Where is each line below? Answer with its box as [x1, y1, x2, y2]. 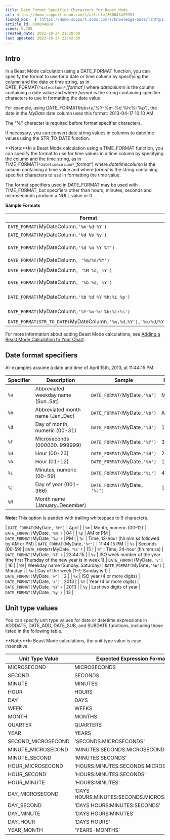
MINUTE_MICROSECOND [8, 746, 68, 753]
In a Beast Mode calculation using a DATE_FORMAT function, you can [5, 68, 150, 74]
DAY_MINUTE [8, 810, 40, 817]
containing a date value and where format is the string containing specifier [5, 89, 161, 95]
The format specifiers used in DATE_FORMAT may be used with [5, 181, 138, 188]
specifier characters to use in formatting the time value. [5, 172, 121, 178]
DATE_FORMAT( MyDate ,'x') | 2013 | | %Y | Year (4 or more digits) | [5, 578, 139, 585]
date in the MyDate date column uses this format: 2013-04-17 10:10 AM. [5, 110, 155, 116]
